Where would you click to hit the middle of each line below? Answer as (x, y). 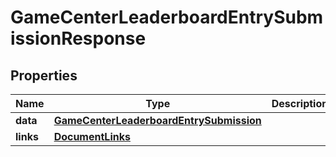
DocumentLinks (92, 136)
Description (300, 103)
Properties (44, 75)
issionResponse (78, 38)
